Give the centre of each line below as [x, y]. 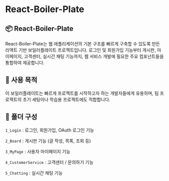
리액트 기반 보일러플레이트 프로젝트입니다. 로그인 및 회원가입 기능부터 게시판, [81, 50]
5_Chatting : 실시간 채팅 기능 [34, 173]
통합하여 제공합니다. [25, 63]
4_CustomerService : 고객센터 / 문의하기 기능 [49, 162]
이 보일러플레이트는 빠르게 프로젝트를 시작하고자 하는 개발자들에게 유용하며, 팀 [82, 93]
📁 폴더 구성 [21, 117]
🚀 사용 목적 [21, 80]
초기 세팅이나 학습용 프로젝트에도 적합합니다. [66, 99]
